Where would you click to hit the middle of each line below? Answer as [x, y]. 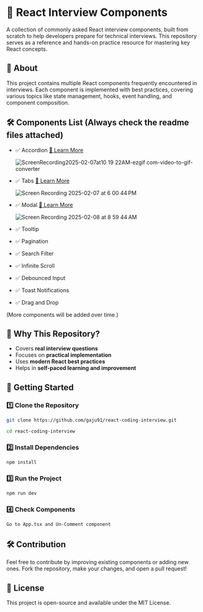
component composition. [38, 102]
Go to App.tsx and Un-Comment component [59, 524]
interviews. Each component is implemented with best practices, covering [100, 89]
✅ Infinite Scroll [35, 265]
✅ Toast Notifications [42, 290]
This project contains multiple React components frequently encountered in [102, 83]
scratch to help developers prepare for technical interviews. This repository [102, 36]
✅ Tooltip [27, 229]
